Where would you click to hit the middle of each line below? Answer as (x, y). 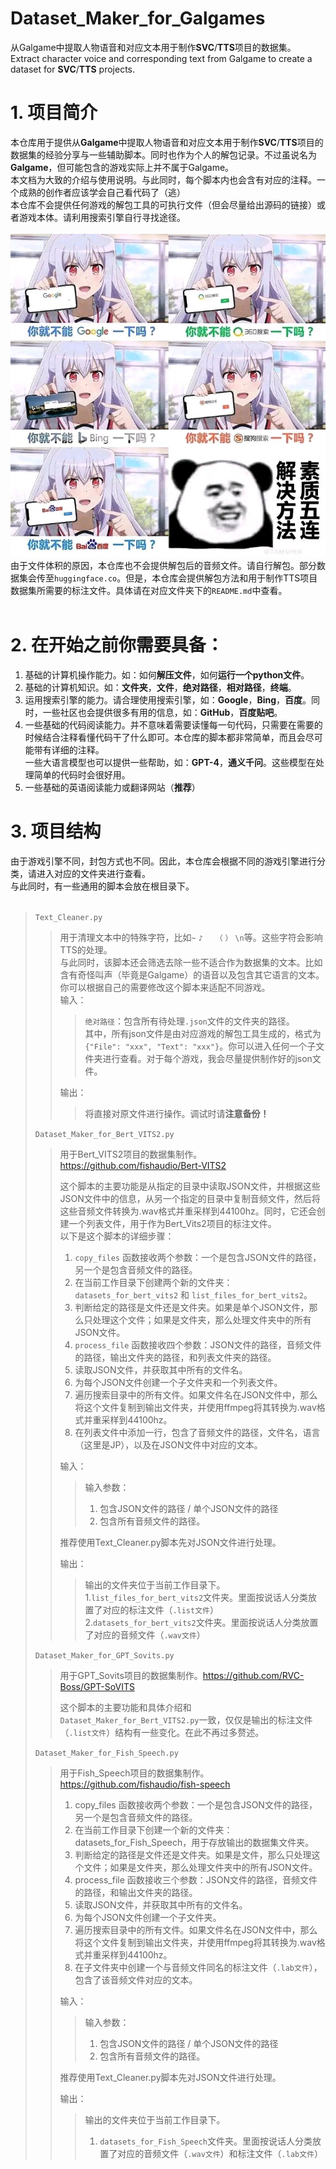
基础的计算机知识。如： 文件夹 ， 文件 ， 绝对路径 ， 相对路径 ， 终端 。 (160, 688)
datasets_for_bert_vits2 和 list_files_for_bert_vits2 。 (193, 1295)
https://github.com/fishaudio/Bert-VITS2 (143, 1166)
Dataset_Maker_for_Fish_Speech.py (106, 1753)
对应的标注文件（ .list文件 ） (160, 1610)
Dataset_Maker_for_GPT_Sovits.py (104, 1656)
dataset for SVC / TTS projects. (72, 69)
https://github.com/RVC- (253, 1676)
